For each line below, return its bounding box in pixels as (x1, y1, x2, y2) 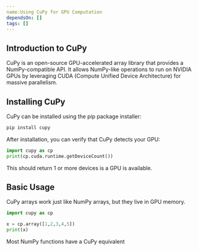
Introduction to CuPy (6, 43, 87, 53)
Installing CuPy (6, 96, 65, 107)
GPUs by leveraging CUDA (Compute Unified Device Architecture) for (6, 72, 182, 80)
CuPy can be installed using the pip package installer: (6, 113, 142, 120)
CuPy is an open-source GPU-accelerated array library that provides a (6, 59, 184, 67)
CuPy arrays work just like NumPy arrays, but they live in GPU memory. (6, 198, 186, 206)
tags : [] (6, 20, 29, 26)
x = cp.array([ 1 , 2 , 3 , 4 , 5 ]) (6, 221, 75, 227)
